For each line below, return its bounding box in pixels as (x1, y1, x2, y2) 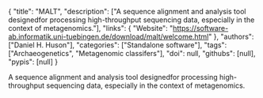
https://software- (173, 24, 229, 32)
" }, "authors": (208, 32, 254, 41)
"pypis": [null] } (8, 57, 58, 66)
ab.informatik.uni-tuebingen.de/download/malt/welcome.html (8, 32, 209, 41)
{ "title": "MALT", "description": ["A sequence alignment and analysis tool (8, 7, 246, 16)
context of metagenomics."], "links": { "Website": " (8, 24, 173, 32)
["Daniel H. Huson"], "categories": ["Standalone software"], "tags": (8, 40, 227, 50)
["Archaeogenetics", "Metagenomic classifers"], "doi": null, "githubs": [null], (8, 49, 256, 58)
